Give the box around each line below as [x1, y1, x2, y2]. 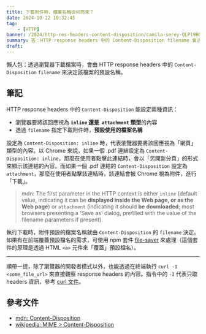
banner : [6, 32, 26, 38]
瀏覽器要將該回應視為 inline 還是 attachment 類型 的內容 [15, 118, 158, 126]
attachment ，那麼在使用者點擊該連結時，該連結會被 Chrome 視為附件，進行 [6, 170, 197, 177]
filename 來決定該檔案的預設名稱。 [37, 68, 126, 75]
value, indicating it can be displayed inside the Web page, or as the [21, 196, 194, 203]
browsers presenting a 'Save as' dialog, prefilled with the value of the [21, 209, 197, 216]
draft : [6, 44, 23, 50]
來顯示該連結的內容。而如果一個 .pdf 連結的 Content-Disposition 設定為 [6, 162, 188, 169]
